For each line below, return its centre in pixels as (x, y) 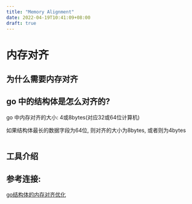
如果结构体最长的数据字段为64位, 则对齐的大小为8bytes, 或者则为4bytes (96, 130)
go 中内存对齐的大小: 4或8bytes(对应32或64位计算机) (73, 117)
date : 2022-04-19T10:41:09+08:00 (48, 18)
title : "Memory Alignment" (40, 12)
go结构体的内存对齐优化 (36, 194)
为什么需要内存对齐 (42, 79)
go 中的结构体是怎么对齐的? (58, 101)
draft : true (21, 23)
